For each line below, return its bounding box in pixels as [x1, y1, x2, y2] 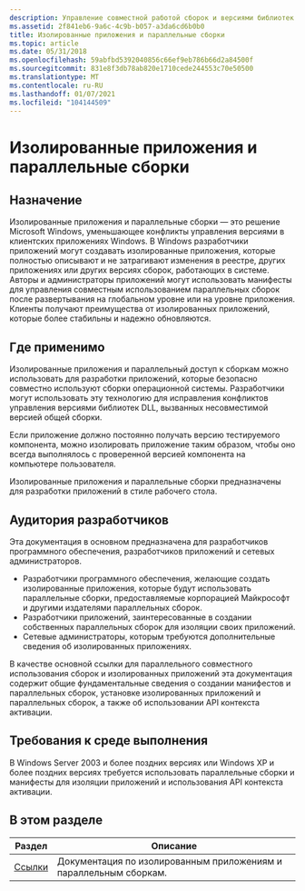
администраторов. [9, 556, 82, 566]
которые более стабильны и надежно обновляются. [9, 313, 212, 324]
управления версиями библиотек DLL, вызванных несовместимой [9, 402, 269, 414]
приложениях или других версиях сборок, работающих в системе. [9, 265, 270, 275]
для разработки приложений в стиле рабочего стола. [9, 486, 218, 496]
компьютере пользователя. [9, 458, 116, 469]
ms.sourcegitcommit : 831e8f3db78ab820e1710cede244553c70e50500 [9, 65, 254, 74]
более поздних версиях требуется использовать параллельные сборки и [9, 766, 295, 777]
